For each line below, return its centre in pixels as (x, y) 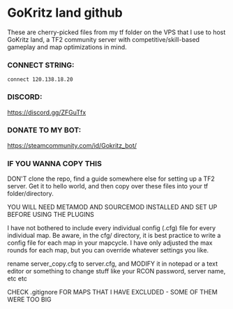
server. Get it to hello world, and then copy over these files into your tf (108, 186)
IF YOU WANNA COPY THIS (55, 163)
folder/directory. (30, 194)
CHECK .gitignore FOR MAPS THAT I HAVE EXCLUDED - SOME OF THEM (112, 292)
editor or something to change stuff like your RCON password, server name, (116, 271)
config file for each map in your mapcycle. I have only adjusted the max (110, 243)
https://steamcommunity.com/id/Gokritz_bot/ (72, 145)
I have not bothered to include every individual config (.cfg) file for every (112, 228)
